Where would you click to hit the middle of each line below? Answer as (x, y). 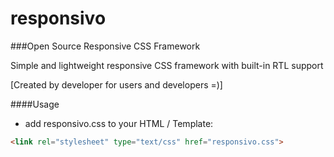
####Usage (35, 104)
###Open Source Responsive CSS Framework (105, 46)
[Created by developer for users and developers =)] (116, 84)
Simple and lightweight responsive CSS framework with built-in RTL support (167, 65)
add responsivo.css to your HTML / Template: (119, 123)
